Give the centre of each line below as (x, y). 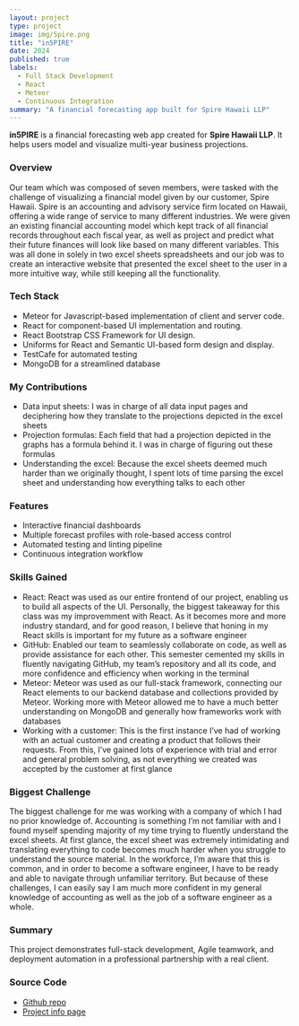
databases (42, 721)
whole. (21, 907)
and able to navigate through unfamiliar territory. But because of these (139, 878)
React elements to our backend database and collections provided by (150, 692)
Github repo (44, 1002)
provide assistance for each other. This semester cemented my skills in (153, 654)
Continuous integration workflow (82, 554)
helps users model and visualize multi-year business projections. (129, 145)
